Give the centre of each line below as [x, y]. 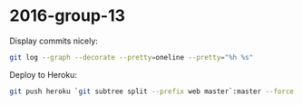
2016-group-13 [67, 16]
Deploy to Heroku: [43, 74]
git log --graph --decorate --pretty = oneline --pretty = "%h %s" [132, 57]
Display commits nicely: [54, 41]
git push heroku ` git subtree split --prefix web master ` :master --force [152, 91]
